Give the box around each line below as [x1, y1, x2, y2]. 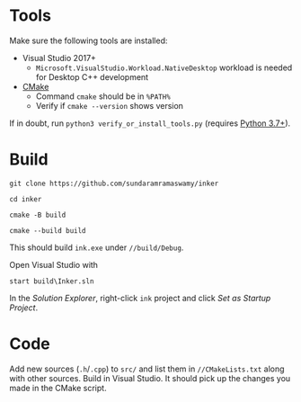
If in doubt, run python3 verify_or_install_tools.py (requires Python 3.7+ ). [9, 118, 291, 129]
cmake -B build [9, 210, 66, 219]
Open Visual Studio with [9, 259, 99, 270]
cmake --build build [9, 226, 87, 235]
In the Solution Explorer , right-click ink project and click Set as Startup [9, 292, 271, 303]
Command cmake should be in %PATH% [35, 91, 171, 102]
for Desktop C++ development [35, 71, 149, 82]
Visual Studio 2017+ [22, 52, 97, 63]
